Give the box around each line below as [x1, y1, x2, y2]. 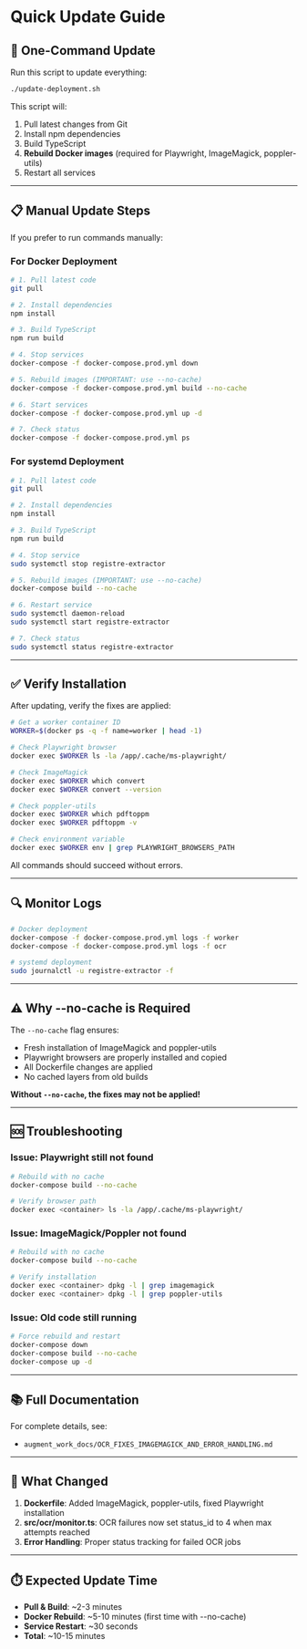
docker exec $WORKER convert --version [10, 784, 162, 794]
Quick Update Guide [10, 6, 166, 27]
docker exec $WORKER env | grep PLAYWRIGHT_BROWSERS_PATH [10, 844, 235, 853]
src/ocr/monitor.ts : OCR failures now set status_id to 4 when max [23, 1517, 272, 1529]
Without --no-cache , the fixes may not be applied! [10, 1088, 201, 1100]
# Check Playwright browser [10, 743, 118, 752]
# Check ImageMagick [10, 768, 89, 777]
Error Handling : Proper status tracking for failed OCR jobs [23, 1537, 241, 1548]
